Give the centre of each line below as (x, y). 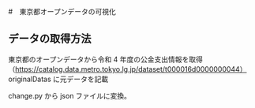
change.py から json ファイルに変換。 (70, 95)
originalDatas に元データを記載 (58, 79)
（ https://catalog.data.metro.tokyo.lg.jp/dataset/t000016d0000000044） (127, 69)
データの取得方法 (50, 39)
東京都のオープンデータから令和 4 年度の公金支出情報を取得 (106, 59)
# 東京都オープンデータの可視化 (62, 11)
